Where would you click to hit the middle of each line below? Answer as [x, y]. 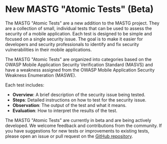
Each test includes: [25, 85]
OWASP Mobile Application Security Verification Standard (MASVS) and [79, 64]
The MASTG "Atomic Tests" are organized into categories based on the [78, 59]
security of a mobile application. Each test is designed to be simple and [79, 33]
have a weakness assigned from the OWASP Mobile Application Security [80, 70]
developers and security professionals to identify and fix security [72, 44]
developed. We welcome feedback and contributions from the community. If [83, 125]
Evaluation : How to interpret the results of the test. [65, 110]
